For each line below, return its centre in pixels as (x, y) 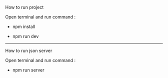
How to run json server (29, 50)
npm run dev (25, 36)
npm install (24, 26)
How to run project (24, 7)
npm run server (28, 70)
